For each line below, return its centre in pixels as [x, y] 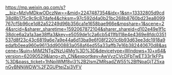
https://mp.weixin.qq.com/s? [35, 7]
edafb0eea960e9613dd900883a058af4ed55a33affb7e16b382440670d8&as [86, 45]
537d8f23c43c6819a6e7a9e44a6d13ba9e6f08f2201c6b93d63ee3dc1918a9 [85, 40]
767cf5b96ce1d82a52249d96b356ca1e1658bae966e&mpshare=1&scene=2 [85, 23]
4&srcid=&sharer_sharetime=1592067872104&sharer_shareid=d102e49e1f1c [86, 29]
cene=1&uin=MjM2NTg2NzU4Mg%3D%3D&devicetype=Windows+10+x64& [86, 51]
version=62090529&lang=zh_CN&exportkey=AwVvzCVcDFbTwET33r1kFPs [84, 56]
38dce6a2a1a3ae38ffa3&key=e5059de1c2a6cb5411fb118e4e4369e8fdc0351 [86, 34]
